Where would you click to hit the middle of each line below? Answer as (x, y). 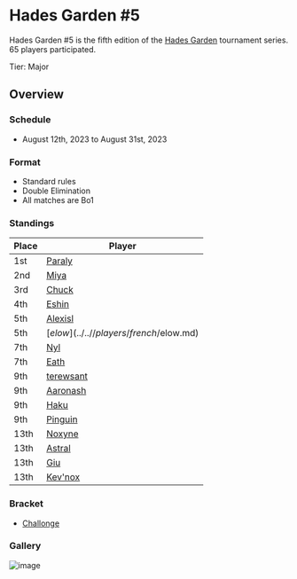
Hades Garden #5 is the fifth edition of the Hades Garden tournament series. (149, 40)
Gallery (25, 546)
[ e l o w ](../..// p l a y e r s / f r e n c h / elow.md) (122, 333)
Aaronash (66, 391)
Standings (32, 223)
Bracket (27, 504)
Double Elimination (56, 191)
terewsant (67, 376)
